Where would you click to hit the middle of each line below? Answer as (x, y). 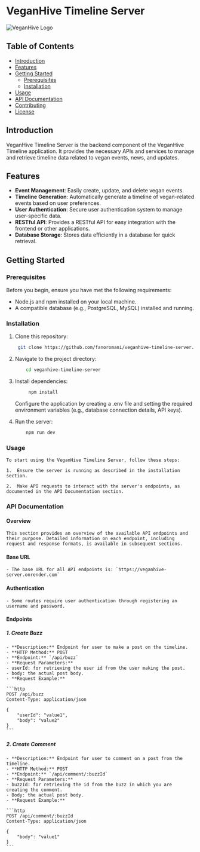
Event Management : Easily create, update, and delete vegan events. (99, 191)
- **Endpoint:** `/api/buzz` (42, 658)
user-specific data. (38, 216)
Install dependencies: (41, 381)
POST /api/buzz (25, 694)
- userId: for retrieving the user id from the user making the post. (96, 668)
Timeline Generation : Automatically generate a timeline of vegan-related (104, 197)
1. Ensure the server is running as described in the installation (93, 471)
